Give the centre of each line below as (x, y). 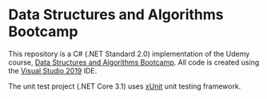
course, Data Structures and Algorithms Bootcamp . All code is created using (134, 62)
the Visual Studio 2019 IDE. (53, 70)
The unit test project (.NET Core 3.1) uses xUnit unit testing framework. (125, 86)
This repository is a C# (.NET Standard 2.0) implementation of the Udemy (129, 53)
